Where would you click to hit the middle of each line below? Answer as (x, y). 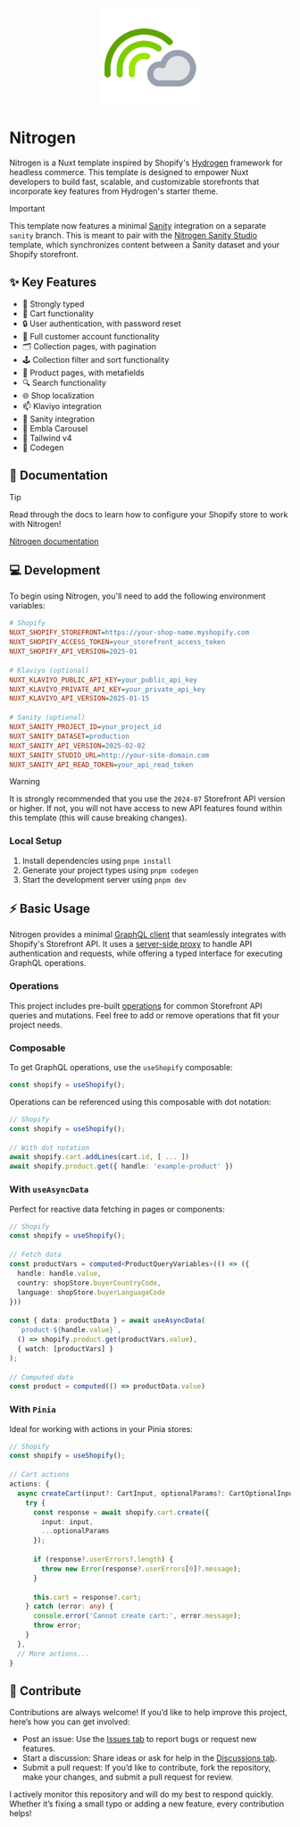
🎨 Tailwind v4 (47, 438)
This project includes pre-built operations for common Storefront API (136, 1006)
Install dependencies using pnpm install (96, 860)
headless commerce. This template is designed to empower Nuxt (129, 172)
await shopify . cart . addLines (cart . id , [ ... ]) (100, 1157)
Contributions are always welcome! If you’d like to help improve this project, (149, 1713)
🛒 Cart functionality (58, 313)
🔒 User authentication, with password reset (101, 323)
